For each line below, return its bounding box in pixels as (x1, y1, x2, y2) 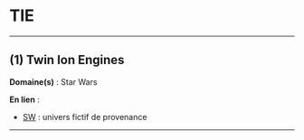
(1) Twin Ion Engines (9, 52, 125, 68)
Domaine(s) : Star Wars (9, 76, 98, 87)
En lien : (9, 94, 41, 105)
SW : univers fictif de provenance (22, 111, 147, 122)
